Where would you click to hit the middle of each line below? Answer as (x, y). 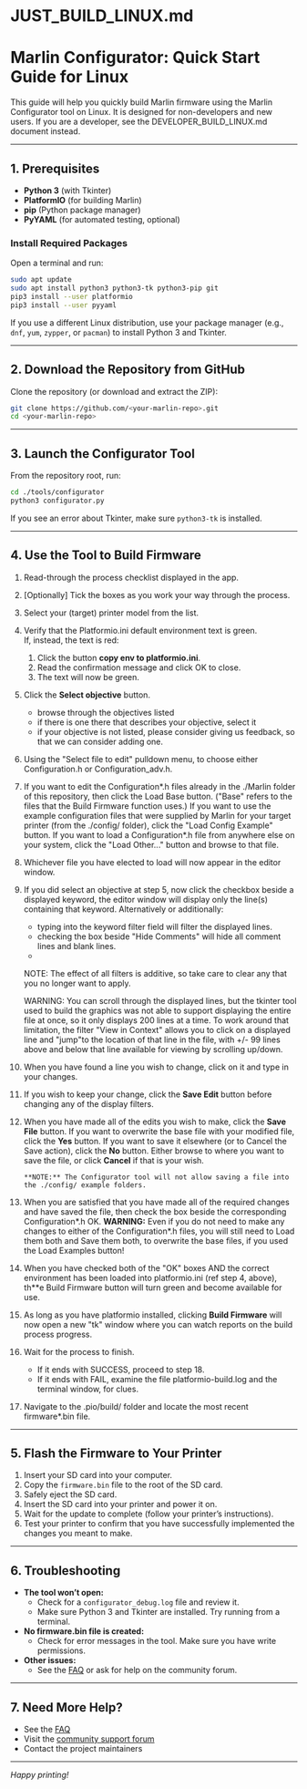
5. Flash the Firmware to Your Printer (116, 1454)
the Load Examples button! (74, 1250)
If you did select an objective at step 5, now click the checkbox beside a (159, 889)
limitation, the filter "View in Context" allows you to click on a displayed (157, 1029)
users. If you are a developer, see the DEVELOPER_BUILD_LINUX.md (139, 122)
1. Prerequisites (55, 168)
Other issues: (50, 1660)
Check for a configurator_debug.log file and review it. (138, 1602)
